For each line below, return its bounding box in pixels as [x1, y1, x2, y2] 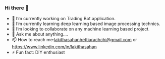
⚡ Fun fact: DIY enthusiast [11, 49, 65, 56]
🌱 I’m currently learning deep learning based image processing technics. [11, 21, 161, 27]
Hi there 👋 [4, 4, 29, 11]
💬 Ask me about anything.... [11, 31, 68, 37]
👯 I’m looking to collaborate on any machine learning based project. [11, 26, 150, 32]
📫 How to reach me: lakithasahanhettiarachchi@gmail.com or [11, 37, 137, 43]
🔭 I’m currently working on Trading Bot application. [11, 16, 116, 22]
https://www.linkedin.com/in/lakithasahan [11, 44, 97, 50]
